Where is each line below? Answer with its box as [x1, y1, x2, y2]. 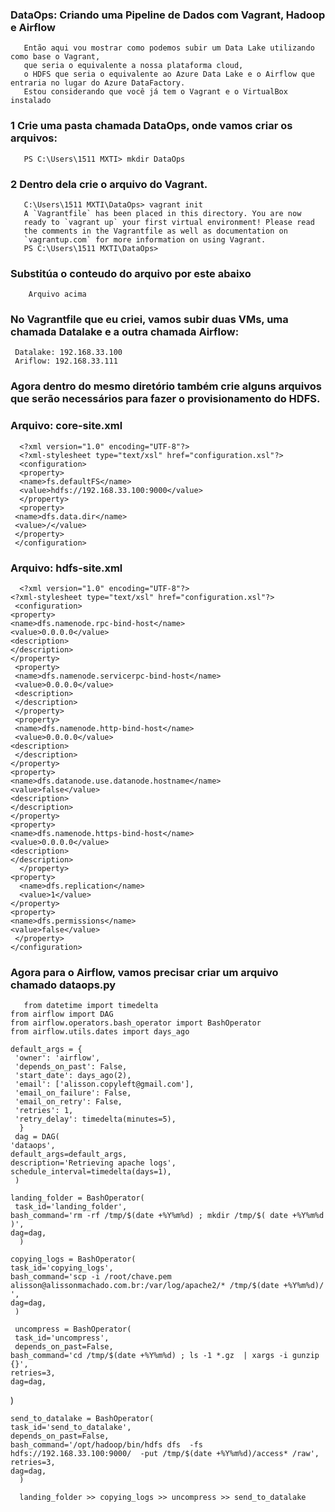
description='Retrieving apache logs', [10, 1158, 177, 1168]
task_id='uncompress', [14, 1333, 110, 1343]
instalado [10, 96, 52, 106]
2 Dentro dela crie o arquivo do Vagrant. [10, 177, 208, 191]
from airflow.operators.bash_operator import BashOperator [10, 1018, 262, 1028]
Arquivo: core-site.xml [10, 419, 123, 433]
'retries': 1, [14, 1106, 74, 1116]
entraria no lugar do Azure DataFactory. [10, 78, 186, 88]
